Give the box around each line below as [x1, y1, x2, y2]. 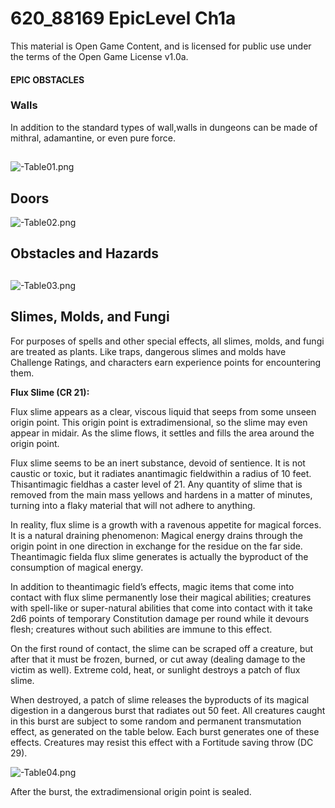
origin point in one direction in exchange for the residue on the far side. [10, 540, 303, 552]
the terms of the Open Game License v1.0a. [10, 50, 189, 62]
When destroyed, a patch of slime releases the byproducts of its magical [10, 693, 310, 706]
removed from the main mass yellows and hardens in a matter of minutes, [10, 488, 313, 501]
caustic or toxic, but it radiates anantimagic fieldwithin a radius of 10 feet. [10, 467, 312, 479]
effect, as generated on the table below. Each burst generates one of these [10, 725, 320, 737]
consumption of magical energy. [10, 561, 144, 573]
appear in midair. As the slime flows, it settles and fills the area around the [10, 427, 315, 439]
